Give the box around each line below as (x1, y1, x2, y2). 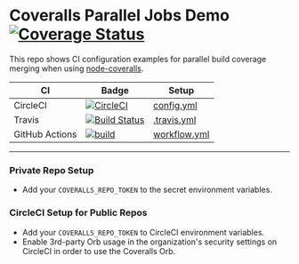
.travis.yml (152, 113, 197, 125)
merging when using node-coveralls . (9, 63, 144, 74)
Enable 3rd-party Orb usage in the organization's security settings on (21, 236, 278, 247)
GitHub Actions (13, 128, 77, 140)
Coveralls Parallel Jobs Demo (9, 5, 230, 26)
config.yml (152, 99, 198, 111)
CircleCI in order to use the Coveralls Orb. (21, 245, 176, 256)
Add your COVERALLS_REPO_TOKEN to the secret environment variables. (21, 184, 273, 196)
